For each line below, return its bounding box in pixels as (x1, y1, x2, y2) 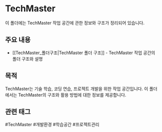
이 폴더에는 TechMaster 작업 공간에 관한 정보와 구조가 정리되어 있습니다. (5, 20, 145, 26)
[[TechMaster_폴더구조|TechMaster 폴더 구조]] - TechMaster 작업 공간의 (12, 50, 156, 56)
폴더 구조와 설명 (12, 56, 43, 62)
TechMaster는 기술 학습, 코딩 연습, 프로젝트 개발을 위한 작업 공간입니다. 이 (5, 86, 149, 92)
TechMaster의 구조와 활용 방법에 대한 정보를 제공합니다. (18, 92, 127, 98)
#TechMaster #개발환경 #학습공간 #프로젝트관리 (5, 122, 99, 128)
